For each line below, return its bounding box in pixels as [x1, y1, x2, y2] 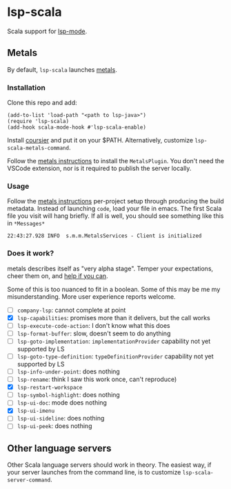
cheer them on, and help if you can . [7, 271, 108, 280]
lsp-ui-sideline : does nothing [17, 414, 105, 423]
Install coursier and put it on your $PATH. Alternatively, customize [7, 136, 194, 145]
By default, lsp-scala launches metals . [7, 65, 117, 73]
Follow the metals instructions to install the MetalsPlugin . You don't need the [7, 157, 225, 165]
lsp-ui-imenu [17, 407, 55, 415]
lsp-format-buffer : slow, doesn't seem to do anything [17, 329, 171, 338]
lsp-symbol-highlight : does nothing [17, 391, 121, 399]
